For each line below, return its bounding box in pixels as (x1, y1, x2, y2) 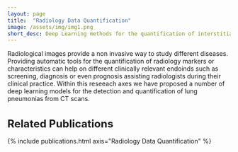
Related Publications (7, 117, 114, 131)
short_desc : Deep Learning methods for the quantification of (7, 30, 195, 37)
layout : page (7, 10, 46, 18)
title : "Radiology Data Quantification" (7, 17, 132, 24)
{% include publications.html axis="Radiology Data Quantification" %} (7, 136, 212, 145)
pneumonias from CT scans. (7, 95, 90, 103)
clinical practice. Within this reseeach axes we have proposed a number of (7, 79, 225, 88)
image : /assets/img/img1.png (7, 23, 93, 30)
